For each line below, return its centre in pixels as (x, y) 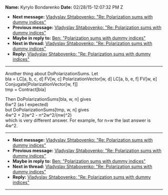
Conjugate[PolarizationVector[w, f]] (41, 84)
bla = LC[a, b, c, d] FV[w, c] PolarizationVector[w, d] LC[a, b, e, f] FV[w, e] (81, 79)
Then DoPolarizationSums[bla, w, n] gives (48, 99)
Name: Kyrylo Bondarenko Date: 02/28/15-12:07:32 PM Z (64, 7)
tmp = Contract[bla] (25, 90)
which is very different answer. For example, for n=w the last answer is (78, 120)
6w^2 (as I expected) (27, 104)
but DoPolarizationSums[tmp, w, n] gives (47, 110)
